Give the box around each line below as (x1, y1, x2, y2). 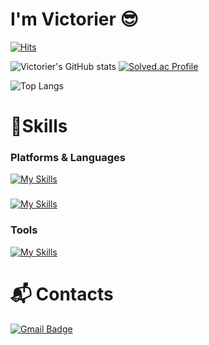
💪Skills (10, 115, 68, 138)
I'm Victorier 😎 (10, 8, 139, 31)
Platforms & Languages (10, 151, 126, 165)
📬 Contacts (10, 283, 114, 305)
